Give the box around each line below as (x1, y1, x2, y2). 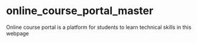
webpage (6, 29, 30, 37)
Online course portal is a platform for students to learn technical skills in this (6, 24, 192, 31)
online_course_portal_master (6, 4, 154, 18)
